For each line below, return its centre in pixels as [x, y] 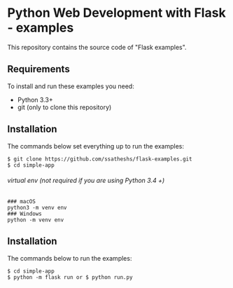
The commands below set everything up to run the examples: [96, 146]
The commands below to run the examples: [70, 258]
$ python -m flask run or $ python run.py [70, 277]
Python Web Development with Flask [116, 13]
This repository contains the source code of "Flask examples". [97, 47]
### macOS [22, 201]
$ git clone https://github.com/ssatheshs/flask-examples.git [100, 159]
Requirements [38, 69]
